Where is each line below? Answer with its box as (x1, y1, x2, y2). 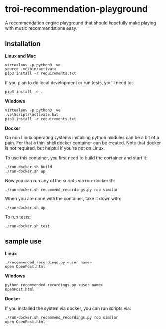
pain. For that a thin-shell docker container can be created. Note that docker (5, 140, 161, 146)
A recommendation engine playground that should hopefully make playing (5, 20, 156, 26)
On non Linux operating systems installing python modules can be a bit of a (5, 134, 160, 140)
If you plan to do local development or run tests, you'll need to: (5, 79, 133, 85)
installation (5, 40, 41, 48)
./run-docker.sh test (5, 223, 50, 229)
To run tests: (5, 214, 31, 220)
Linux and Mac (5, 53, 36, 59)
